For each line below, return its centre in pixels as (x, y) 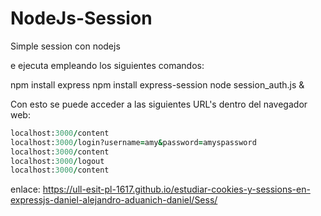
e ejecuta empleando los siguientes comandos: (107, 65)
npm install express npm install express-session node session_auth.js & (157, 84)
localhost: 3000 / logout (57, 161)
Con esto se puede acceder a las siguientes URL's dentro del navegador (159, 104)
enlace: (25, 189)
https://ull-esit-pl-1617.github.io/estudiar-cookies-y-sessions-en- (176, 189)
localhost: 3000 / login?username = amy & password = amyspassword (133, 142)
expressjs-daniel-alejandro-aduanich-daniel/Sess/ (114, 200)
